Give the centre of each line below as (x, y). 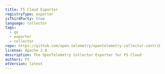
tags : (11, 28)
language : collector (26, 23)
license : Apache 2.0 (26, 50)
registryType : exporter (29, 14)
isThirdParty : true (25, 18)
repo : (11, 46)
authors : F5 (17, 59)
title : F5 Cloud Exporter (31, 9)
